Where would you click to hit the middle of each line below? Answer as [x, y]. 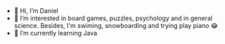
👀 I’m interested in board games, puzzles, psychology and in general [113, 18]
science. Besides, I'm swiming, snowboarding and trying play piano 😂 [116, 25]
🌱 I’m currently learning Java [56, 33]
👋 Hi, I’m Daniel [36, 11]
